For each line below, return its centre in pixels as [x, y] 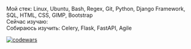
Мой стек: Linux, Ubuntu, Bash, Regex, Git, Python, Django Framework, [96, 9]
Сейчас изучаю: [27, 21]
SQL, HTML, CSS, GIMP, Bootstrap [50, 15]
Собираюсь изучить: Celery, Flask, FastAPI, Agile [69, 28]
